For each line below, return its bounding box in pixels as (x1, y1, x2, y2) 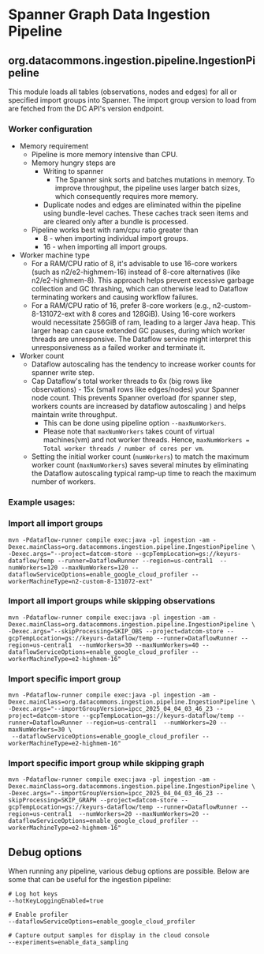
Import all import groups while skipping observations (8, 595, 215, 607)
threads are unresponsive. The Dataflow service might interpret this (31, 334, 251, 344)
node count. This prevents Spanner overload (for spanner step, (31, 393, 236, 403)
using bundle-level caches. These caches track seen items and (43, 208, 249, 218)
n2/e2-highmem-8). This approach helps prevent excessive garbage (31, 276, 255, 285)
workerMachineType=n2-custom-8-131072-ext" (8, 577, 154, 585)
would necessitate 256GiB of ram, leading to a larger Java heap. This (31, 317, 256, 327)
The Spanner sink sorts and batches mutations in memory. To (54, 175, 255, 185)
